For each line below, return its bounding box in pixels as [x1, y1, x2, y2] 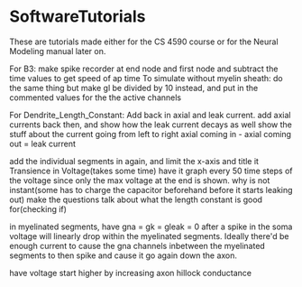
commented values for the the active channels [9, 92, 182, 103]
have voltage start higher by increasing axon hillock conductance [9, 267, 252, 278]
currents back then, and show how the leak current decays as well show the [9, 119, 293, 130]
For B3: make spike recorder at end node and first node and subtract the [9, 63, 279, 74]
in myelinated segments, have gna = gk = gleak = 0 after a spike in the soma [9, 221, 293, 232]
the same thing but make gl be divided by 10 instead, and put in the [9, 82, 259, 93]
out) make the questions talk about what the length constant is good [9, 194, 263, 205]
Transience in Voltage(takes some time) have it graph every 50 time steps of [9, 165, 293, 176]
